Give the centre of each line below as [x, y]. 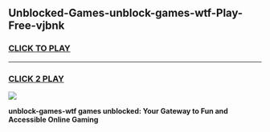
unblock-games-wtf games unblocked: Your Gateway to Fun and [119, 110]
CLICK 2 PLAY [36, 78]
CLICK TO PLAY [39, 49]
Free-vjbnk [37, 26]
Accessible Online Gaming [53, 119]
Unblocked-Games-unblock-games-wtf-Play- [126, 13]
